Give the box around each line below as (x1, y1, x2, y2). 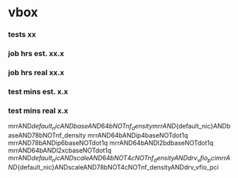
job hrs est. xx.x (8, 49, 64, 59)
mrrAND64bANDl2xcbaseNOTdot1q (8, 146, 112, 155)
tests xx (8, 30, 36, 40)
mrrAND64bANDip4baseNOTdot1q (87, 130, 188, 139)
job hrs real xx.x (8, 67, 64, 77)
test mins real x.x (8, 106, 69, 116)
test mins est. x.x (8, 87, 69, 96)
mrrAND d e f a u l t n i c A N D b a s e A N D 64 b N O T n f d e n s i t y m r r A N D (8, 122, 176, 132)
